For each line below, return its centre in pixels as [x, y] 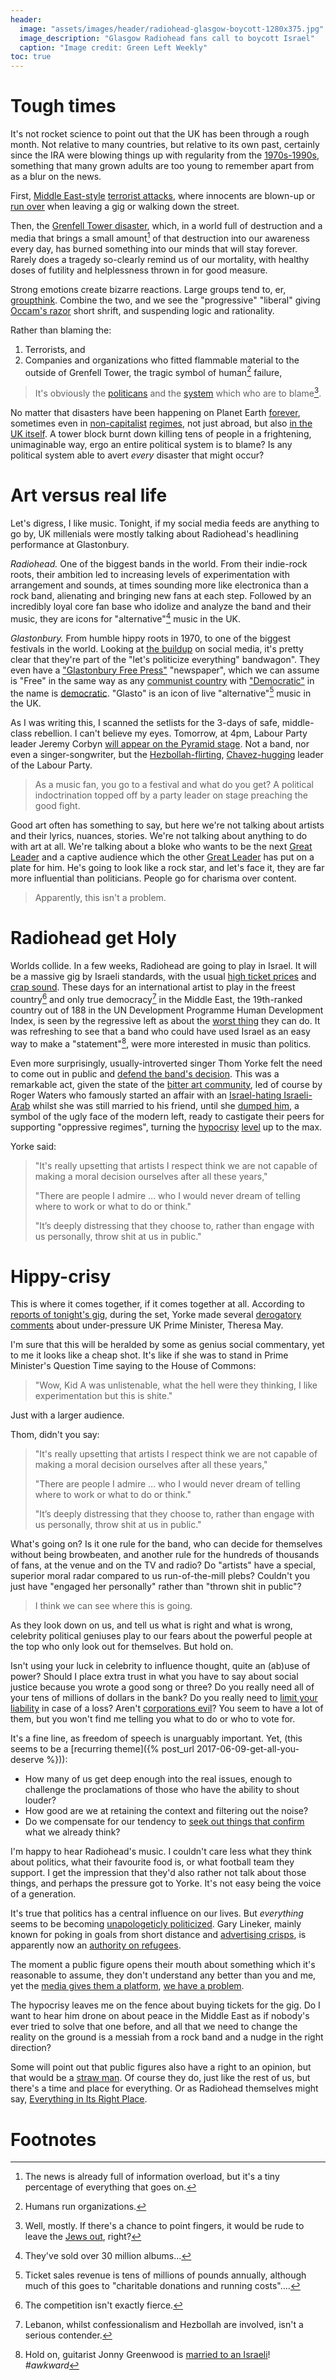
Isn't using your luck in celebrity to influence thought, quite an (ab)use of [160, 1666]
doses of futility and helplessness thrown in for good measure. [139, 270]
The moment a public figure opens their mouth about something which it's [163, 1965]
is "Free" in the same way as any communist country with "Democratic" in [162, 680]
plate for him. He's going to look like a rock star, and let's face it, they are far [167, 868]
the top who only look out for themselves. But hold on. [122, 1647]
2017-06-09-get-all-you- [248, 1749]
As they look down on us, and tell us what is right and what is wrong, [151, 1625]
